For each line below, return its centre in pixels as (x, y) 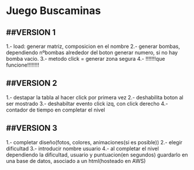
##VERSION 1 (31, 32)
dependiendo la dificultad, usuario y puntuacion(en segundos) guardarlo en (97, 155)
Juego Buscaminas (53, 11)
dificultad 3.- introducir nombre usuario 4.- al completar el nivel (82, 148)
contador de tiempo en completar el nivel (56, 110)
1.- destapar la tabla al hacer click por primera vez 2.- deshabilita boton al (95, 97)
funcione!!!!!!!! (23, 65)
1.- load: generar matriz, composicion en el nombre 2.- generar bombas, (93, 46)
